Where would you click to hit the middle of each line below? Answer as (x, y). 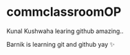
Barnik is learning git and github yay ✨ (61, 44)
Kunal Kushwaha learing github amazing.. (65, 31)
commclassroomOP (64, 12)
